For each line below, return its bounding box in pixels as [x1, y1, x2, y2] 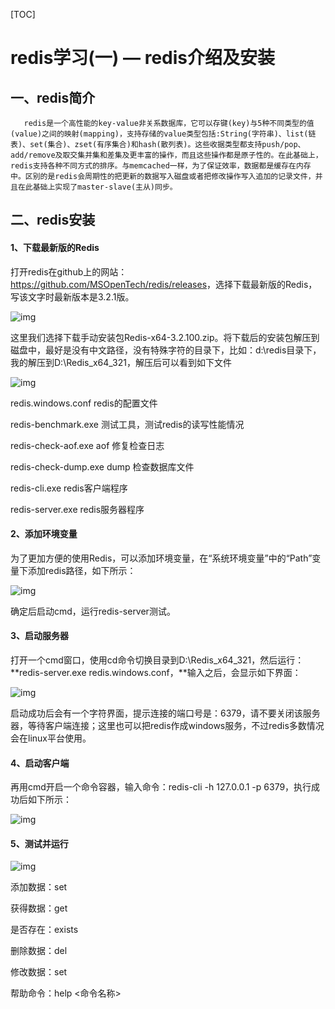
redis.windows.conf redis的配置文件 [10, 397, 158, 409]
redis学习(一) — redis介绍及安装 [10, 47, 276, 69]
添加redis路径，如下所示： [27, 564, 137, 576]
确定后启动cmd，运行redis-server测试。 [10, 605, 176, 617]
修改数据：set [10, 966, 68, 978]
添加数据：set [10, 881, 68, 893]
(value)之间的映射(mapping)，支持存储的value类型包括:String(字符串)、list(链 [10, 129, 317, 139]
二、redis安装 [10, 212, 96, 229]
